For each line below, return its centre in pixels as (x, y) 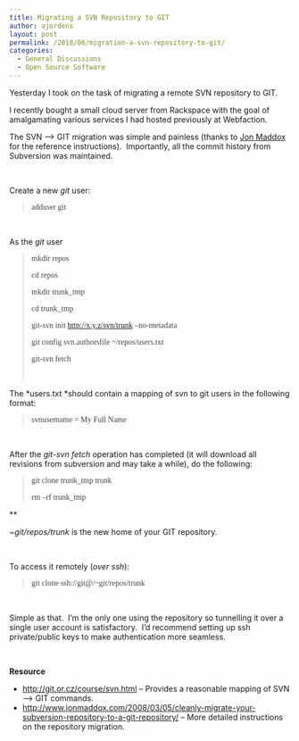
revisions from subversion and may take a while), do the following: (131, 463)
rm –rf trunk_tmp (58, 497)
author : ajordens (42, 26)
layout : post (33, 34)
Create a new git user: (50, 190)
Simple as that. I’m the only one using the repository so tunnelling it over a (146, 618)
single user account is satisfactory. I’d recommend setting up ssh (130, 627)
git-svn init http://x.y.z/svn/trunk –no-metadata (104, 325)
